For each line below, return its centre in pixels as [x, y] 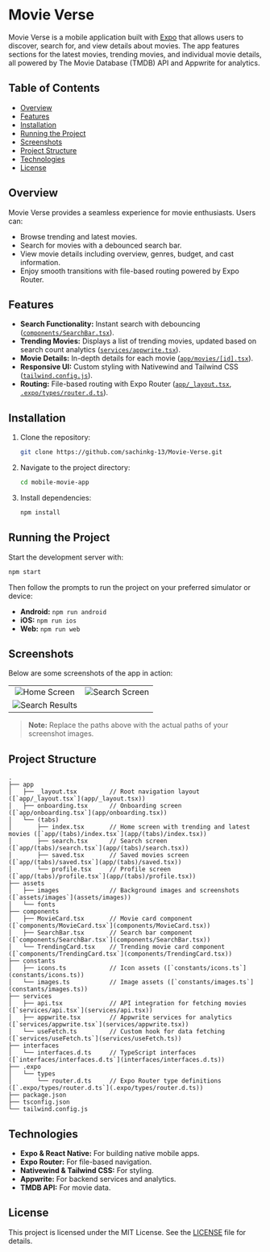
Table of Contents [54, 88]
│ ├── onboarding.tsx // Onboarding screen [95, 806]
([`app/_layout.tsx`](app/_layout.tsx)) [77, 799]
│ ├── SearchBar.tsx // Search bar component [101, 933]
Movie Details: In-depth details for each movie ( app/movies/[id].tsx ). [137, 358]
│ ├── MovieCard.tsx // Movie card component [101, 919]
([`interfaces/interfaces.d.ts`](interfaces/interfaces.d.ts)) [117, 1060]
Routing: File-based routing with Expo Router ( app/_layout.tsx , [126, 384]
